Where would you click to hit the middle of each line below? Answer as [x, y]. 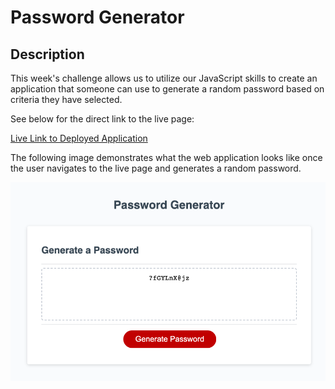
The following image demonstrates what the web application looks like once [166, 157]
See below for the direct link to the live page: [102, 119]
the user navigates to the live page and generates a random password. [156, 168]
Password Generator [97, 17]
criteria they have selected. [66, 99]
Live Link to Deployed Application [79, 138]
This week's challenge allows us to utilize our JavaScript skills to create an [164, 78]
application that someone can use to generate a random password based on [167, 89]
